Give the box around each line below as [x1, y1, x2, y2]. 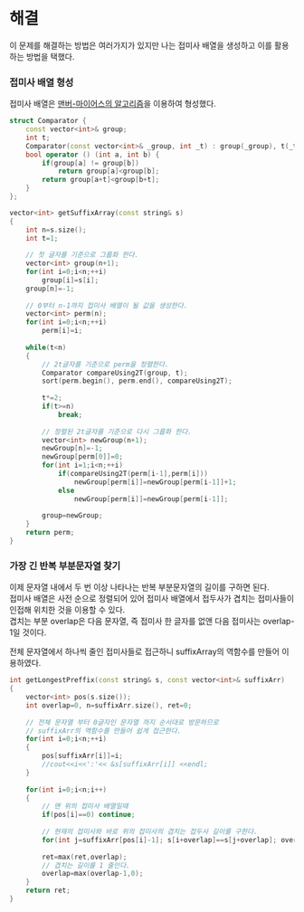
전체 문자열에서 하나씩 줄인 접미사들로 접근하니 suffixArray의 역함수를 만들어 [9, 646, 280, 657]
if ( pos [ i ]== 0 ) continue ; [42, 811, 136, 820]
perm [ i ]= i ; [42, 327, 83, 336]
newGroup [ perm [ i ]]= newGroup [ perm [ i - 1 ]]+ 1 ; [73, 477, 237, 487]
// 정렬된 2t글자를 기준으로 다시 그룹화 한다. [42, 427, 192, 436]
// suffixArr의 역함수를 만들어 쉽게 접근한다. [25, 726, 182, 736]
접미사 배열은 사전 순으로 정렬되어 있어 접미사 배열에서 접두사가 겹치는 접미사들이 [9, 594, 295, 604]
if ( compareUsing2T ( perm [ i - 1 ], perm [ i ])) [57, 470, 208, 479]
